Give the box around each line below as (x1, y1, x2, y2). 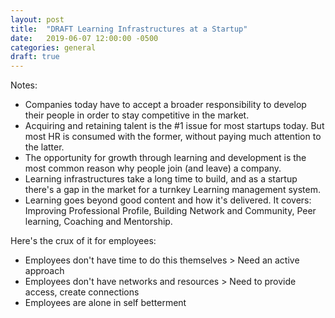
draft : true (10, 52, 60, 62)
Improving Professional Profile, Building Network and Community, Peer (24, 205, 317, 217)
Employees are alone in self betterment (24, 297, 187, 309)
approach (24, 265, 65, 277)
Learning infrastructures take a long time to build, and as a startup (24, 173, 298, 185)
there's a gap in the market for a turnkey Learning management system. (24, 184, 321, 196)
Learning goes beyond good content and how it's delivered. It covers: (24, 194, 312, 206)
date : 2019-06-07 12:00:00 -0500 (10, 33, 159, 43)
